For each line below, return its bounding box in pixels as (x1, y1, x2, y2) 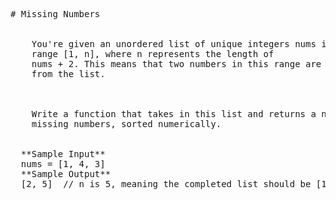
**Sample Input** (20, 149, 106, 159)
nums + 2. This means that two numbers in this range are (31, 59, 322, 69)
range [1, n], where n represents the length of (31, 49, 275, 59)
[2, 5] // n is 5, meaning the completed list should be (20, 179, 312, 189)
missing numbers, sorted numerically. (31, 119, 222, 129)
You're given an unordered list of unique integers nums (31, 39, 317, 49)
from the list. (31, 69, 106, 79)
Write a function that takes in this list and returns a (31, 109, 317, 119)
